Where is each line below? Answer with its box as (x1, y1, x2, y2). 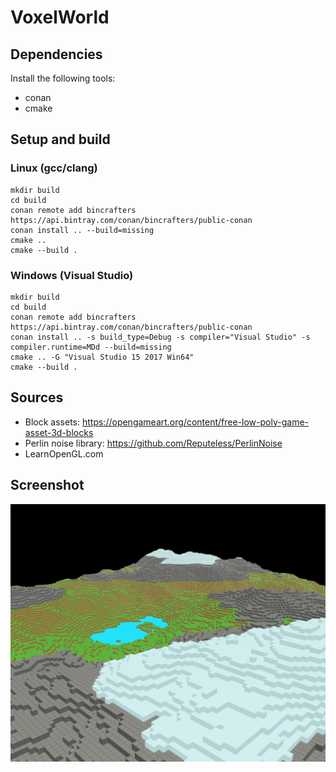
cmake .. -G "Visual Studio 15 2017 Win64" (10, 352, 195, 362)
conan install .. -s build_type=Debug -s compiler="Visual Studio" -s (10, 332, 311, 342)
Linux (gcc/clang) (10, 161, 98, 175)
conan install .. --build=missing (10, 225, 155, 235)
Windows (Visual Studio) (10, 268, 134, 282)
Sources (10, 389, 64, 406)
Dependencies (10, 46, 103, 63)
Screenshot (10, 477, 85, 494)
